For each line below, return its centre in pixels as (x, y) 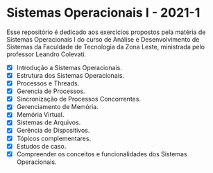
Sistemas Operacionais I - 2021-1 (103, 13)
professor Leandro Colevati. (46, 54)
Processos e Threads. (48, 83)
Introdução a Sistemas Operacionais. (69, 67)
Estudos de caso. (41, 146)
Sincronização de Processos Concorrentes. (79, 99)
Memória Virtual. (40, 115)
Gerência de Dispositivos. (53, 131)
